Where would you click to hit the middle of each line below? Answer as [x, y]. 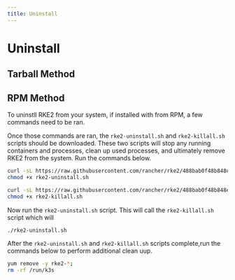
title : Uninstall [33, 14]
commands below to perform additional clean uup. [80, 251]
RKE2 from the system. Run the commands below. [79, 158]
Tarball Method [41, 74]
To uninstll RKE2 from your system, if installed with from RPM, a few [105, 115]
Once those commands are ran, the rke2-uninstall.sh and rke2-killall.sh [116, 136]
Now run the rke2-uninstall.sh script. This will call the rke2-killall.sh [111, 210]
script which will [31, 217]
